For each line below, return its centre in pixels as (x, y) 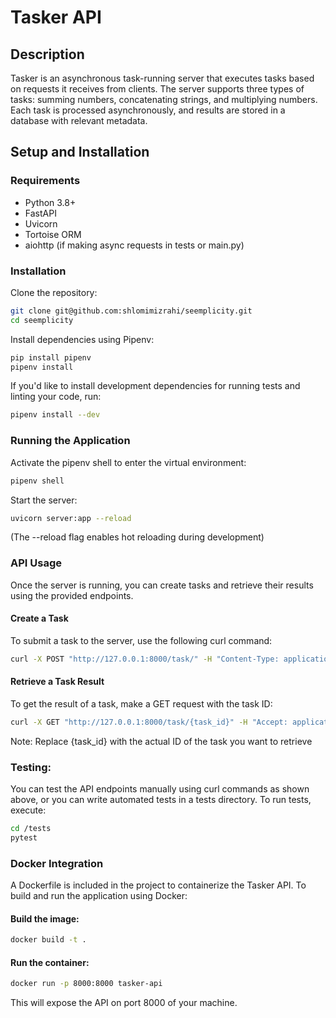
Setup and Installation (80, 152)
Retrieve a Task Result (57, 682)
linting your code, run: (56, 397)
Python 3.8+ (50, 202)
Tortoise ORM (53, 234)
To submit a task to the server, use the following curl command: (141, 640)
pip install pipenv (51, 357)
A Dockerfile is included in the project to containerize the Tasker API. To (158, 885)
